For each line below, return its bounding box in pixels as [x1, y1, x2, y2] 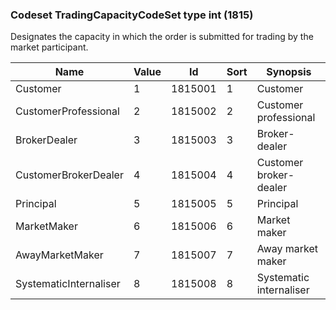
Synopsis [266, 65, 312, 79]
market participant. [10, 41, 89, 53]
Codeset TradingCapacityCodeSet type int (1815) [10, 8, 254, 22]
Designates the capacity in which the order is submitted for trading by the [10, 31, 314, 43]
